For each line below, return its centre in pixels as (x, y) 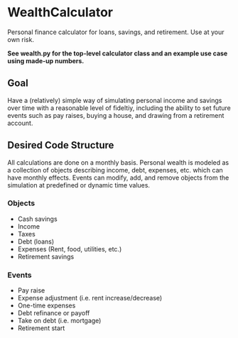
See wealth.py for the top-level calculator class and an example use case (118, 53)
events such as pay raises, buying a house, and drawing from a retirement (116, 115)
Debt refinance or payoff (54, 313)
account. (20, 123)
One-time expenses (47, 305)
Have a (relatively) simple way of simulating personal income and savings (115, 100)
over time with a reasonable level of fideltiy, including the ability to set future (119, 108)
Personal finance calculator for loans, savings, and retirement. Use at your (116, 32)
